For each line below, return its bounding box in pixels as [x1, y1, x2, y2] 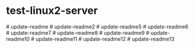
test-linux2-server [6, 4, 98, 17]
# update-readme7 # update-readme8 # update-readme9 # [6, 29, 150, 36]
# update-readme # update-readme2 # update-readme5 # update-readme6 [6, 23, 189, 30]
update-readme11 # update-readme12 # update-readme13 [35, 35, 175, 42]
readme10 [6, 35, 30, 42]
